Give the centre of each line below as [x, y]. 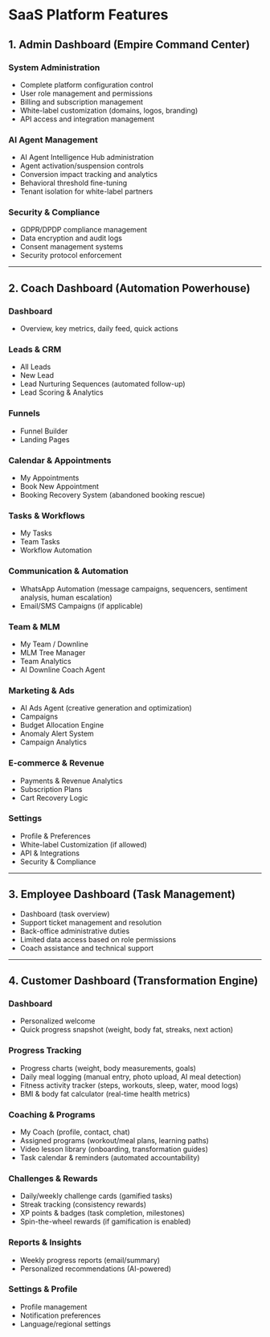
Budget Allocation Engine [62, 725]
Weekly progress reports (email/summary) [90, 1260]
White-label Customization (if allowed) [83, 844]
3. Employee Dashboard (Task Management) [122, 894]
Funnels [24, 413]
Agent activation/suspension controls [82, 166]
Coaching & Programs [52, 1114]
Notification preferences [60, 1315]
